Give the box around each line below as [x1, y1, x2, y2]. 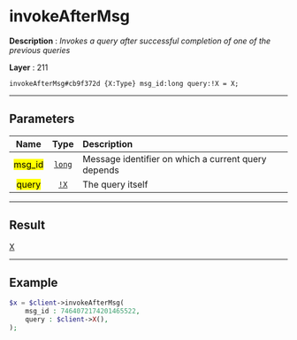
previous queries [9, 44, 71, 55]
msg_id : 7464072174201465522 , [25, 307, 141, 316]
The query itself [82, 178, 148, 190]
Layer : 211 [9, 62, 49, 73]
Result [9, 218, 46, 233]
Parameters [9, 112, 75, 127]
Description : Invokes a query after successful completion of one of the [9, 35, 271, 46]
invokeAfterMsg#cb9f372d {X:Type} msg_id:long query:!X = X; [9, 79, 240, 88]
